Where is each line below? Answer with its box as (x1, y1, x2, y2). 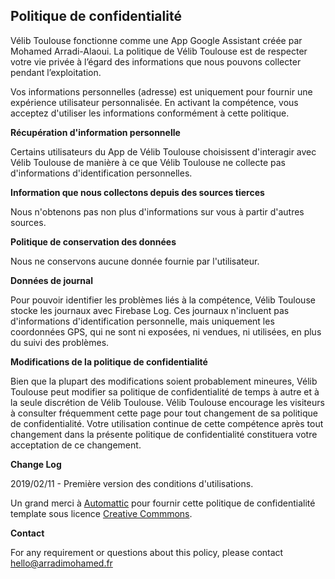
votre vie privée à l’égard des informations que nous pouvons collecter (10, 55, 302, 68)
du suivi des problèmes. (10, 336, 110, 348)
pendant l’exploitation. (10, 66, 102, 78)
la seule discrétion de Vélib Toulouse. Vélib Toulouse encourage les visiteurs (10, 396, 325, 408)
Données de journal (10, 274, 93, 286)
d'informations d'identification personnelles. (10, 167, 193, 179)
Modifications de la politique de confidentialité (10, 355, 208, 368)
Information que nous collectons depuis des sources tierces (10, 186, 265, 198)
